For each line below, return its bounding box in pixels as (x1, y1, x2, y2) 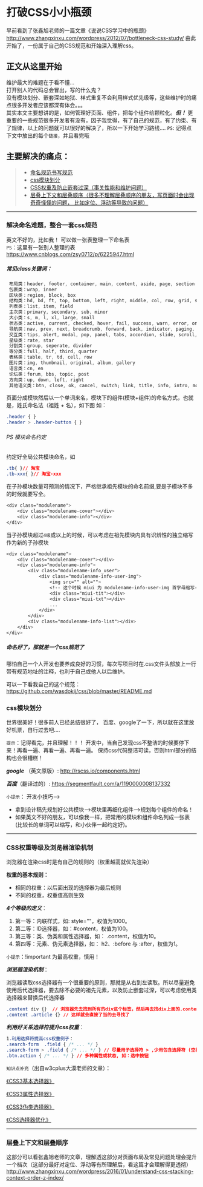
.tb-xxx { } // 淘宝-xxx (6, 471, 62, 477)
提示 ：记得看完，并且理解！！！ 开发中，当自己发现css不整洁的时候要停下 (6, 739, 190, 746)
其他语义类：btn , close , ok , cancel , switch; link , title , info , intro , (8, 382, 190, 388)
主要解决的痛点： (6, 151, 70, 161)
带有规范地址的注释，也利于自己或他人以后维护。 (6, 668, 128, 675)
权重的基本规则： (6, 871, 49, 879)
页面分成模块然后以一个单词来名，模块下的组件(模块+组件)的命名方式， (6, 394, 183, 401)
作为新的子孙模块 (6, 538, 49, 546)
